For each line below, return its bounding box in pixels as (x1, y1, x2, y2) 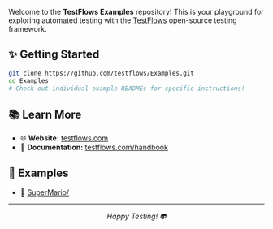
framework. (8, 24, 47, 33)
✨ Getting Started (8, 48, 100, 62)
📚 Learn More (8, 107, 82, 121)
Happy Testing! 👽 (106, 211, 167, 222)
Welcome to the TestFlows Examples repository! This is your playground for (8, 7, 264, 16)
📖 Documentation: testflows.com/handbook (19, 142, 169, 153)
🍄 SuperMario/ (19, 188, 70, 197)
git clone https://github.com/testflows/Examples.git (8, 69, 195, 77)
